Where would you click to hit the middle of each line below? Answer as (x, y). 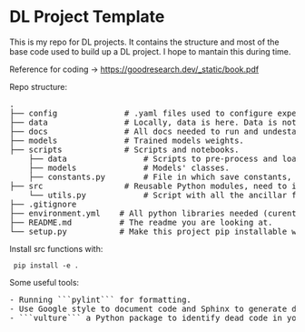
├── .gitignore (43, 204)
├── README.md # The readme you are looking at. (141, 222)
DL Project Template (87, 17)
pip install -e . (46, 266)
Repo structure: (39, 86)
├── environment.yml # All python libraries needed (134, 213)
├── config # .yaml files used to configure (141, 113)
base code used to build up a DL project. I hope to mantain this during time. (150, 51)
